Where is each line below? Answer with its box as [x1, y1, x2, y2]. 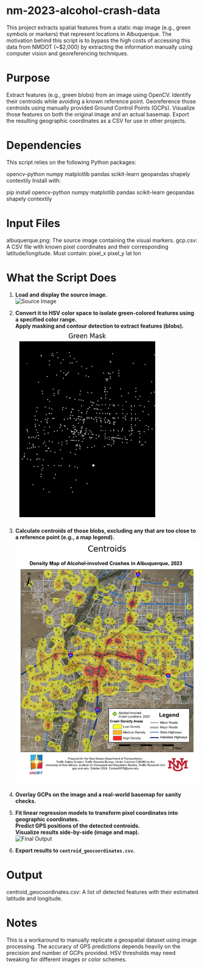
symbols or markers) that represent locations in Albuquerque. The [6, 30, 172, 37]
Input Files [6, 217, 61, 230]
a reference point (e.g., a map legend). [15, 534, 115, 541]
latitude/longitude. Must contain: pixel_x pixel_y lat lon [6, 249, 141, 256]
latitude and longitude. [6, 895, 63, 902]
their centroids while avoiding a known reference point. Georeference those [6, 97, 196, 105]
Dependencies [6, 138, 82, 152]
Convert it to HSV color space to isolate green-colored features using [15, 309, 195, 317]
